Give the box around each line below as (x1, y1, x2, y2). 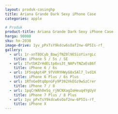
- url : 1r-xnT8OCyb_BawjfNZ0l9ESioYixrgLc (9, 52, 96, 57)
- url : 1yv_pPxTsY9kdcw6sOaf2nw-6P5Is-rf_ (9, 97, 96, 102)
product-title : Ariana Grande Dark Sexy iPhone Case (5, 30, 114, 34)
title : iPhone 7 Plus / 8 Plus (14, 93, 77, 98)
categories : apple (5, 16, 42, 21)
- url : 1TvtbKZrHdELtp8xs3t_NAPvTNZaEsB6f (9, 61, 96, 66)
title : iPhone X (14, 101, 47, 107)
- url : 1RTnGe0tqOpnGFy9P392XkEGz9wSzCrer (9, 79, 96, 84)
